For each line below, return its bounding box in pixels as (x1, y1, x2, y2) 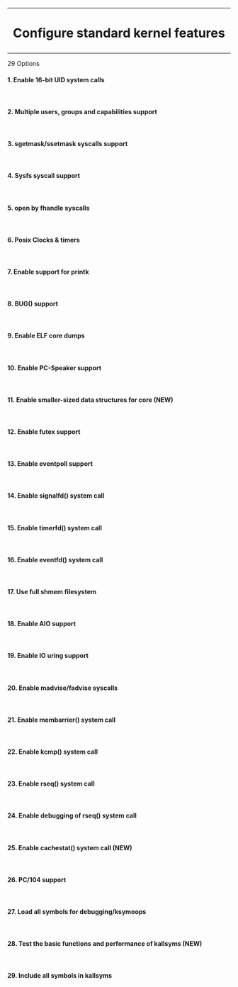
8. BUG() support (7, 299, 59, 308)
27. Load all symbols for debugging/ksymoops (7, 908, 147, 916)
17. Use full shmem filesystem (7, 588, 97, 596)
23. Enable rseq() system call (7, 779, 95, 788)
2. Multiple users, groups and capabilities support (7, 107, 157, 116)
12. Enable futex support (7, 428, 81, 436)
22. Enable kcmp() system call (7, 747, 98, 756)
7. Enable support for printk (7, 267, 90, 276)
